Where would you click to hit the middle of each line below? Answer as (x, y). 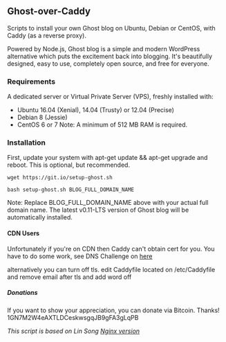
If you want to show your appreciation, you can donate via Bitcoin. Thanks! (113, 310)
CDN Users (23, 233)
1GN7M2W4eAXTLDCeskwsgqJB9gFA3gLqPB (73, 317)
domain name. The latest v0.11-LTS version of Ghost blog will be (98, 210)
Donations (22, 293)
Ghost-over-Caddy (49, 11)
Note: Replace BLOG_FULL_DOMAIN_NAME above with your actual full (108, 203)
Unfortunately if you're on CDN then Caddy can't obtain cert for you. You (111, 249)
